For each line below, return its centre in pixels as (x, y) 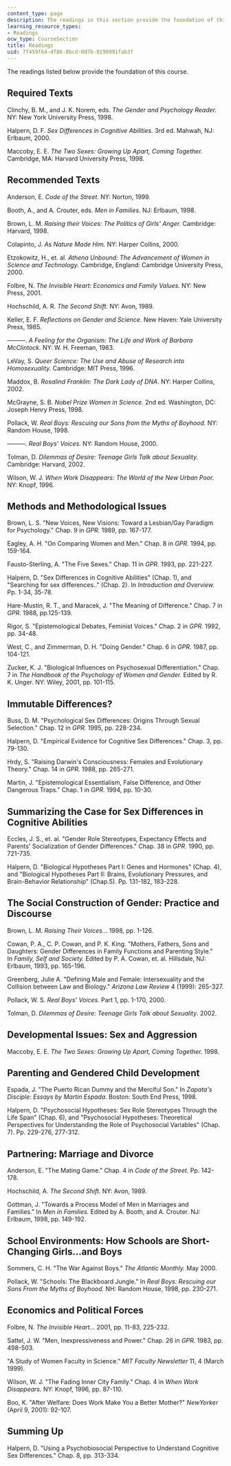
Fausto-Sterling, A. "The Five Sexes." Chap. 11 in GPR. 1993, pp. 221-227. (110, 564)
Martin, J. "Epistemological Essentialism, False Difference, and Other (104, 783)
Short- (196, 1241)
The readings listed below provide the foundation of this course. (98, 71)
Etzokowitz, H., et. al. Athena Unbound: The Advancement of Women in (108, 257)
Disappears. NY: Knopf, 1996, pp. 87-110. (65, 1389)
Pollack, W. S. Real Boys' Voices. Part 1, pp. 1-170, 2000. (87, 1000)
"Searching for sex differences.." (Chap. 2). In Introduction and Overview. (111, 585)
